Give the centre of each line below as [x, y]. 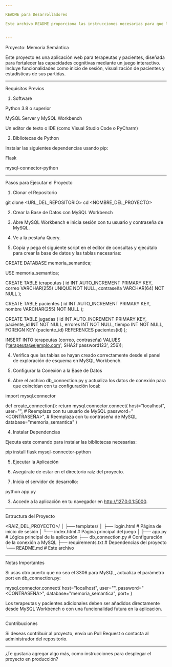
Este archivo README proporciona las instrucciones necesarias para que [84, 24]
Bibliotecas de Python [36, 138]
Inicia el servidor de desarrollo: [45, 482]
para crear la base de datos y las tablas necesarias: [67, 253]
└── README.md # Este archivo [40, 548]
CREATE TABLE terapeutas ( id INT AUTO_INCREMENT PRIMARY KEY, [79, 283]
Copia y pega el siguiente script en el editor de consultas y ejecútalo [85, 247]
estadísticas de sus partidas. [36, 74]
